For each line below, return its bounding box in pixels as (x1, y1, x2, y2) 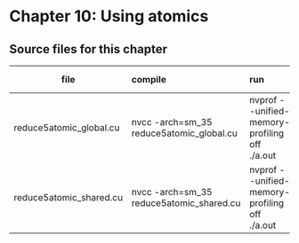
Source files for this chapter (9, 42, 167, 57)
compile (131, 74, 166, 85)
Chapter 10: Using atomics (9, 6, 209, 27)
